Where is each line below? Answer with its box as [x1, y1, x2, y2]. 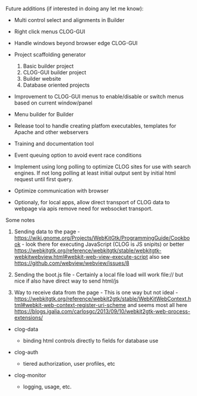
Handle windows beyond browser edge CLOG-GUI [14, 40, 138, 46]
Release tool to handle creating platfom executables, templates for [14, 122, 176, 129]
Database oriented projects [23, 81, 90, 88]
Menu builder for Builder [14, 111, 74, 118]
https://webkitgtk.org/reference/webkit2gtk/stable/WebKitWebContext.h [14, 295, 191, 302]
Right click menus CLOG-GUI [14, 28, 85, 35]
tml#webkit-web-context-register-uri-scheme [14, 302, 126, 308]
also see [149, 254, 170, 260]
